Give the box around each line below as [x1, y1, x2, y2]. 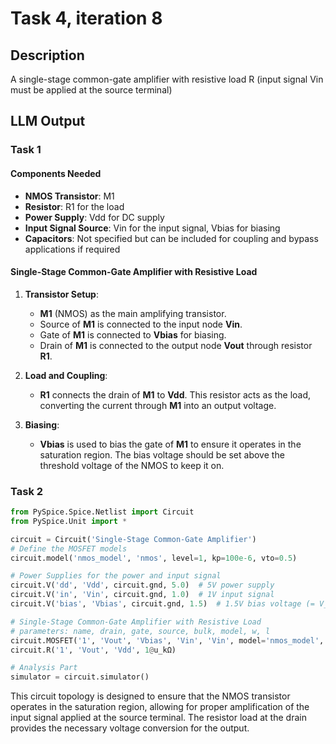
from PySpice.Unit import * [10, 516, 128, 526]
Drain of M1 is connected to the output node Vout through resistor [39, 339, 313, 351]
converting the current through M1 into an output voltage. [39, 399, 277, 411]
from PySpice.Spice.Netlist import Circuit [10, 507, 195, 517]
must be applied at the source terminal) [10, 84, 173, 96]
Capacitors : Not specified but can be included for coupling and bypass [24, 232, 319, 244]
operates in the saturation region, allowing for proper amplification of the [10, 701, 310, 713]
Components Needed [10, 167, 102, 179]
